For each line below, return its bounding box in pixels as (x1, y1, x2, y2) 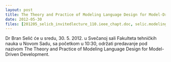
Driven (5, 51, 19, 57)
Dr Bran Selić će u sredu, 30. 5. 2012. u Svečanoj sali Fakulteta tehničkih (5, 35, 157, 41)
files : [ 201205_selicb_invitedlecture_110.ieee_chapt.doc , (5, 21, 133, 27)
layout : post (5, 7, 33, 13)
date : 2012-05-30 (5, 17, 42, 22)
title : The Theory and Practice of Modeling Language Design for (5, 12, 147, 17)
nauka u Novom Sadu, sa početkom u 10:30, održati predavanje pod (5, 41, 148, 47)
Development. (20, 51, 50, 57)
